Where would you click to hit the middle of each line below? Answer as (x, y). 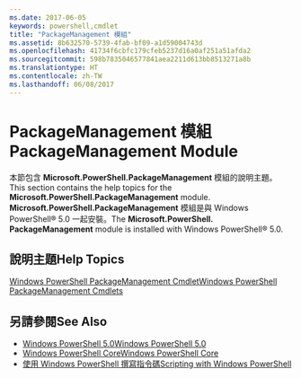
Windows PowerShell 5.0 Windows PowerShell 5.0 (114, 344)
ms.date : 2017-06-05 (48, 18)
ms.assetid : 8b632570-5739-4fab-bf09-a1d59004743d (106, 43)
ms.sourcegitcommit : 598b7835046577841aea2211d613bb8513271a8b (130, 59)
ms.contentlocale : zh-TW (56, 76)
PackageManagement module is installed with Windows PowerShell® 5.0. (146, 229)
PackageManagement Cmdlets (66, 291)
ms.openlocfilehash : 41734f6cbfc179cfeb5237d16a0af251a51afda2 (130, 51)
